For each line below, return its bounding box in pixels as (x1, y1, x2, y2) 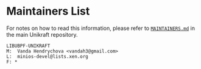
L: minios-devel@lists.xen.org (6, 53, 88, 59)
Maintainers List (6, 4, 90, 18)
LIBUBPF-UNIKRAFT (6, 43, 51, 49)
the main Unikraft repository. (6, 31, 78, 38)
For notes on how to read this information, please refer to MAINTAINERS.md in (6, 24, 196, 32)
